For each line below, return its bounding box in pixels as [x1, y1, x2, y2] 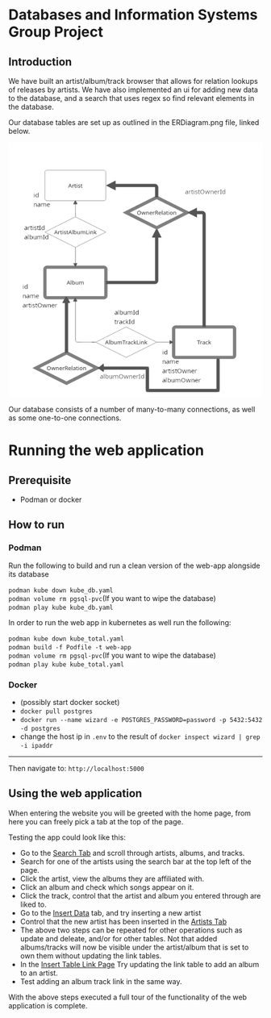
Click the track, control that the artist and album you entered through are [19, 891, 261, 900]
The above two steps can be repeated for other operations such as [19, 925, 243, 935]
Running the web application [8, 441, 204, 460]
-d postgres [19, 724, 60, 732]
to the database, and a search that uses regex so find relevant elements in [8, 94, 255, 102]
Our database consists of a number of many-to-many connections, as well [8, 405, 256, 414]
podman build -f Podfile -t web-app [8, 643, 131, 651]
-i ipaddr [19, 741, 54, 749]
